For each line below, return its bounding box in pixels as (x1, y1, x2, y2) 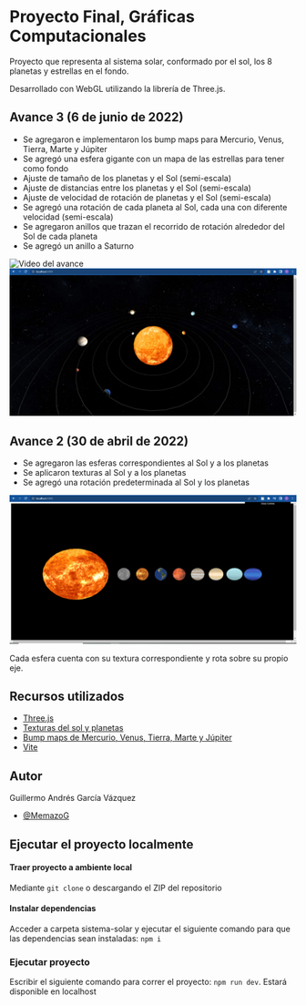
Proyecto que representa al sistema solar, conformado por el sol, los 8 (9, 56, 273, 67)
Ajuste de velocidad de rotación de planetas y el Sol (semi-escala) (22, 191, 271, 202)
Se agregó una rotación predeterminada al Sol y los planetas (22, 477, 250, 488)
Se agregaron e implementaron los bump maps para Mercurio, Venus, (22, 134, 285, 145)
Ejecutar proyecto (9, 955, 91, 968)
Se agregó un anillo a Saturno (22, 240, 135, 251)
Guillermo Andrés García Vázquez (9, 793, 137, 804)
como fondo (22, 162, 69, 174)
